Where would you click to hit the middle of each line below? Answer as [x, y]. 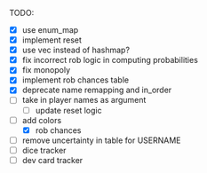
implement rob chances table [76, 80]
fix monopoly [46, 70]
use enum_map [50, 30]
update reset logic [68, 110]
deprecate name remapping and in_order [97, 90]
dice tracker [44, 150]
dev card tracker [52, 160]
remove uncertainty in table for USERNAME [101, 140]
